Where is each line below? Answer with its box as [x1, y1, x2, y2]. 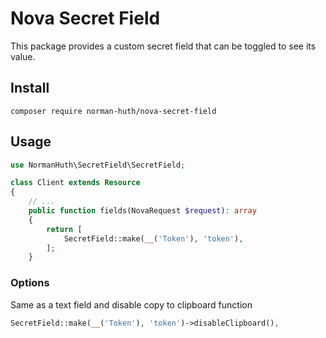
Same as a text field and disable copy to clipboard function [10, 298, 253, 311]
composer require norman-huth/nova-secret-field [10, 106, 217, 116]
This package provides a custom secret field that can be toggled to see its [10, 40, 317, 52]
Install [10, 80, 50, 97]
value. [10, 50, 36, 62]
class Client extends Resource [10, 178, 141, 188]
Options [10, 276, 50, 290]
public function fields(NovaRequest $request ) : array [28, 206, 257, 216]
